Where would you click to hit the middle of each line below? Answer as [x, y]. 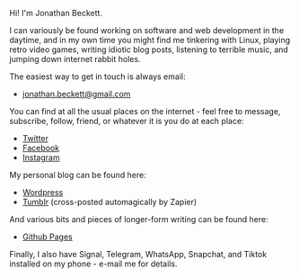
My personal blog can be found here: [78, 175]
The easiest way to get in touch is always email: [97, 76]
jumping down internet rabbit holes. [75, 59]
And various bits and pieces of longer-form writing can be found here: [139, 219]
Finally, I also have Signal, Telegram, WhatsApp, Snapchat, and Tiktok [138, 254]
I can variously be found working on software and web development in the [147, 30]
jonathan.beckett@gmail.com [76, 94]
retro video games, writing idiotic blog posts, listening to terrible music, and [149, 49]
